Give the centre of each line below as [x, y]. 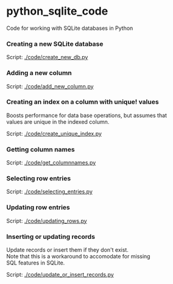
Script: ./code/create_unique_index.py [54, 133]
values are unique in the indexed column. [58, 122]
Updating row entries [38, 207]
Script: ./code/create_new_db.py [47, 57]
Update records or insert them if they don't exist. [68, 250]
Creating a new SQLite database [55, 44]
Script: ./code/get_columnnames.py [51, 163]
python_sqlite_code [57, 11]
